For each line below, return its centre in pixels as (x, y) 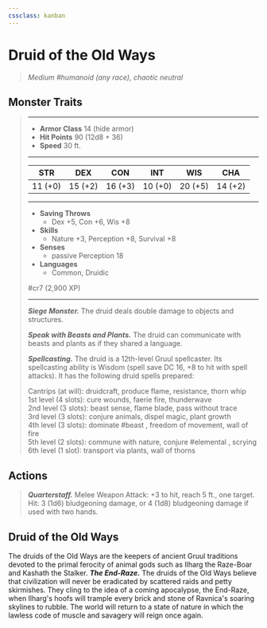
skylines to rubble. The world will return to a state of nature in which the (126, 607)
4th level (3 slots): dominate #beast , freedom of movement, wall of (138, 425)
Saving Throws (65, 214)
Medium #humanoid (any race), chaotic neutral (105, 77)
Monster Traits (46, 102)
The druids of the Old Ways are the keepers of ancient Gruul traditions (123, 556)
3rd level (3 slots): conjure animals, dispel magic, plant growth (130, 417)
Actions (28, 475)
